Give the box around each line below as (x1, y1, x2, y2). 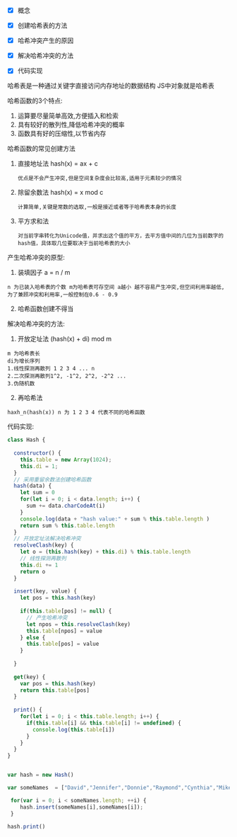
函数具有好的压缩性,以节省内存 (17, 130, 107, 138)
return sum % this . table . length (20, 522, 115, 529)
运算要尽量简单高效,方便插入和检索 (17, 112, 119, 120)
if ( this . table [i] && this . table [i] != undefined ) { (25, 719, 181, 727)
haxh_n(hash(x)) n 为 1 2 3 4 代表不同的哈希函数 (7, 409, 146, 416)
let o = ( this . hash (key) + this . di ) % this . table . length (20, 548, 191, 556)
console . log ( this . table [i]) (32, 726, 115, 733)
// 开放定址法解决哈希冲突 (13, 535, 81, 542)
